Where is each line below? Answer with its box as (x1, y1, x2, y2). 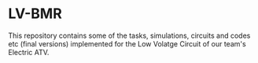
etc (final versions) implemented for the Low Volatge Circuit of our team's (8, 39, 246, 48)
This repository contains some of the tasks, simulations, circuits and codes (8, 31, 251, 40)
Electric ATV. (8, 47, 50, 57)
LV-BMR (8, 5, 63, 23)
